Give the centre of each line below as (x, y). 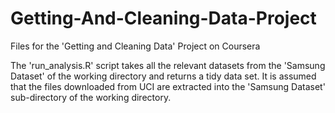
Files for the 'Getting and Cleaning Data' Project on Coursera (135, 46)
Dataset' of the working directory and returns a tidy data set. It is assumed (163, 76)
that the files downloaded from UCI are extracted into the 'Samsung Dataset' (168, 86)
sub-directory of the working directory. (91, 97)
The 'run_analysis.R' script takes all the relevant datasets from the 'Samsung (168, 65)
